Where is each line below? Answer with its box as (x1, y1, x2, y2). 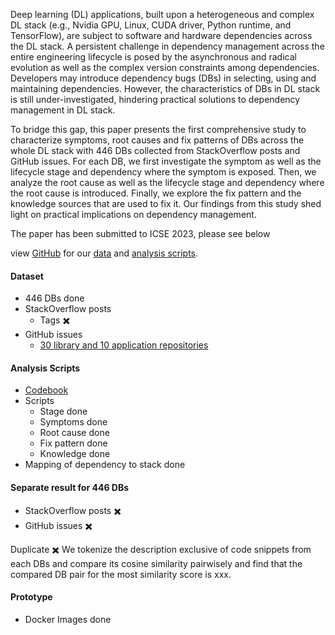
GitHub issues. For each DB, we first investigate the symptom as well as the (10, 155, 322, 167)
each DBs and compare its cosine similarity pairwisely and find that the (10, 557, 303, 569)
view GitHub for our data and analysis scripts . (10, 247, 199, 259)
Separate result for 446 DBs (10, 482, 130, 493)
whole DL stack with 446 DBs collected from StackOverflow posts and (10, 145, 301, 156)
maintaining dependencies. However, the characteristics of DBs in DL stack (10, 83, 321, 94)
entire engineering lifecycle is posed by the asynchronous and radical (10, 51, 297, 63)
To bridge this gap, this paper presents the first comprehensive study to (10, 124, 307, 135)
